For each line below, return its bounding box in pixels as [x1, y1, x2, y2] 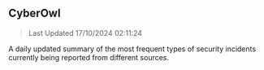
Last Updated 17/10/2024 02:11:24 [28, 28, 143, 37]
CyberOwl [8, 7, 61, 20]
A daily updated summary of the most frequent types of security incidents [8, 44, 257, 54]
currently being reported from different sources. [8, 52, 169, 62]
